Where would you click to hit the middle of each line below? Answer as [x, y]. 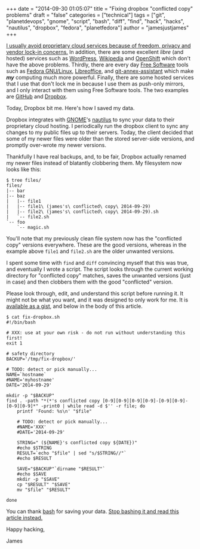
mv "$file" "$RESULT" [44, 490]
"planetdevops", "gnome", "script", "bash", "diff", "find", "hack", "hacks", [95, 21]
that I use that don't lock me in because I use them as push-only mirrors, [96, 84]
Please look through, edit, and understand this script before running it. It [95, 293]
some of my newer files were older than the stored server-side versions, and [100, 139]
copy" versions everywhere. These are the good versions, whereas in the [96, 245]
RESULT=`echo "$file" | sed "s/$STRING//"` [72, 453]
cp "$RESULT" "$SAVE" [44, 484]
